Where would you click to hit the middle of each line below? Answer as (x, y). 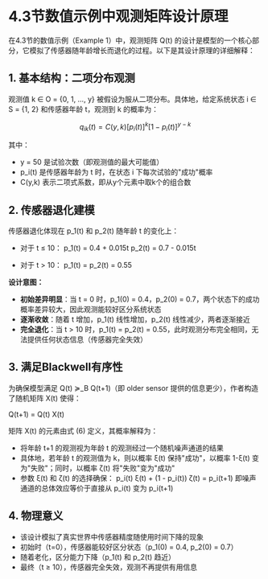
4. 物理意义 (36, 516)
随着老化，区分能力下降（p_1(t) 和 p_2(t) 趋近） (97, 556)
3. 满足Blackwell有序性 (66, 367)
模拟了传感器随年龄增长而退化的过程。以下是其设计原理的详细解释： (142, 50)
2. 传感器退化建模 (52, 210)
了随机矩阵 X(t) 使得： (45, 398)
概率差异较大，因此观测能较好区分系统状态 (91, 310)
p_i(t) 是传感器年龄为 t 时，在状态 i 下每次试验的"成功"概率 (116, 172)
